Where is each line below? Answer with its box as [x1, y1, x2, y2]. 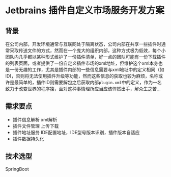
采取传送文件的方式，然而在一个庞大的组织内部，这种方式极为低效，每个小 [9, 47, 166, 54]
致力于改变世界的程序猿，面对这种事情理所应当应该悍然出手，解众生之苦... [5, 86, 161, 92]
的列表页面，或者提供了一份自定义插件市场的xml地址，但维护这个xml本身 [5, 60, 159, 66]
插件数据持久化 [12, 136, 44, 142]
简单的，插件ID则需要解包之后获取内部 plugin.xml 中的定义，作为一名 [18, 80, 162, 85]
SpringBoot [5, 166, 29, 172]
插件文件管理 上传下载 [12, 123, 59, 129]
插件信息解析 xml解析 [12, 116, 58, 122]
